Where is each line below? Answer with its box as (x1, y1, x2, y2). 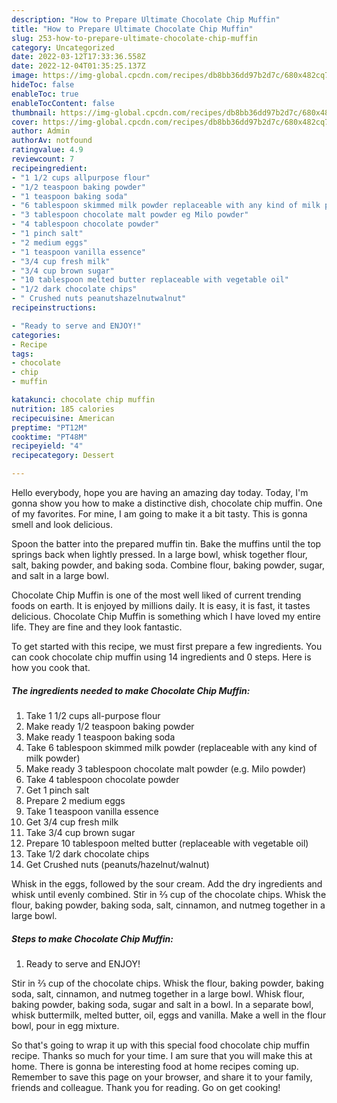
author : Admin (11, 126, 71, 136)
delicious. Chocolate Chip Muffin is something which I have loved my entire (11, 611, 321, 622)
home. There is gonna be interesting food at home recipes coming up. (11, 1060, 299, 1072)
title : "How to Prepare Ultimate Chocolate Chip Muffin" (11, 24, 254, 34)
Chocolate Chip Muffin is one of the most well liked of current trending (11, 589, 302, 601)
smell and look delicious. (11, 519, 113, 530)
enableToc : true (11, 89, 79, 99)
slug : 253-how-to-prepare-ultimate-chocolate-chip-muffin (11, 33, 258, 43)
